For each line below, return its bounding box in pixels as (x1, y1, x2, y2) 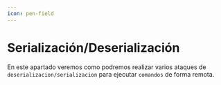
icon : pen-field (7, 10, 54, 17)
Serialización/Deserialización (7, 39, 180, 55)
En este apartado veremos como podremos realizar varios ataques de (7, 63, 206, 71)
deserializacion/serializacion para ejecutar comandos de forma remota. (7, 70, 215, 78)
